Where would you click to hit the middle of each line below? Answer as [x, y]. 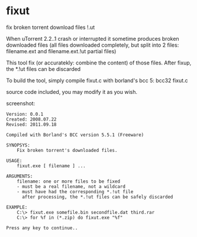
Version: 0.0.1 [25, 114]
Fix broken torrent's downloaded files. [67, 150]
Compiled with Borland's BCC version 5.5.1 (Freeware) [75, 135]
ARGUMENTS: [20, 176]
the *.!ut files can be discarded [43, 69]
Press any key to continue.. [42, 228]
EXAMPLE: [17, 207]
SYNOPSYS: [18, 145]
